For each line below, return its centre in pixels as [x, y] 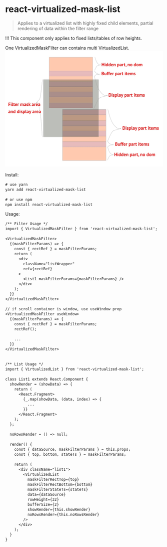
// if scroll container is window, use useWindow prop [63, 309]
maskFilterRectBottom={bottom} [60, 484]
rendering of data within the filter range [58, 28]
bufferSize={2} [43, 504]
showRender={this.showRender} [59, 509]
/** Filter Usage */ [27, 224]
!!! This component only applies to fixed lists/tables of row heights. [74, 38]
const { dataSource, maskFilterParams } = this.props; [72, 449]
